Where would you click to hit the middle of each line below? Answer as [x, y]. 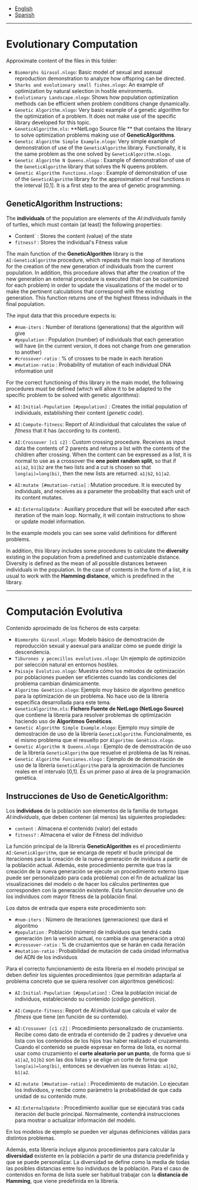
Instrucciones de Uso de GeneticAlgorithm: [87, 796]
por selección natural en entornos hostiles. [67, 665]
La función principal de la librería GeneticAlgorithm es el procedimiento [93, 846]
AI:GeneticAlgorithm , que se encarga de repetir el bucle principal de [89, 852]
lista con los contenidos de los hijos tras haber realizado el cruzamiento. [102, 1040]
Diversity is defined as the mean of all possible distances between [86, 563]
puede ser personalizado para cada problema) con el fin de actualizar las [95, 878]
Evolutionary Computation [72, 44]
